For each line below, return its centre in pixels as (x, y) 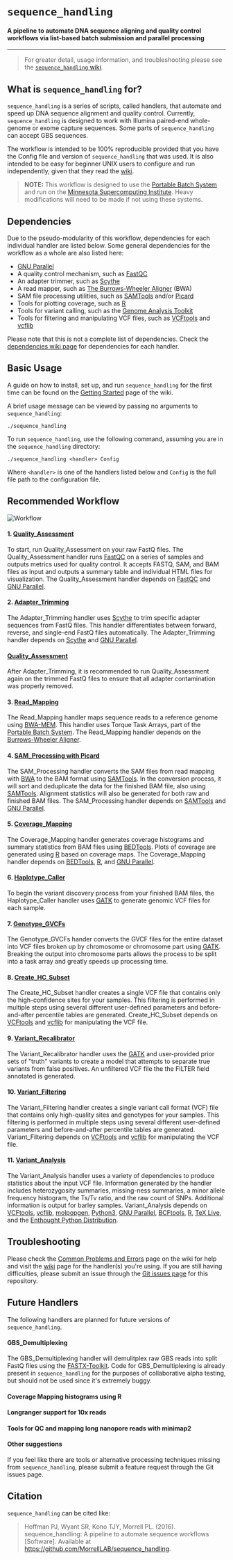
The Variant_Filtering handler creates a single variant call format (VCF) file (113, 1107)
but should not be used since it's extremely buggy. (79, 1380)
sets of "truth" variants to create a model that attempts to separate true (109, 1061)
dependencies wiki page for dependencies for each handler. (93, 347)
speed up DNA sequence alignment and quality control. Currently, (101, 113)
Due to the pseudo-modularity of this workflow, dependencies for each (109, 238)
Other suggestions (35, 1444)
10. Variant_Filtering (37, 1092)
